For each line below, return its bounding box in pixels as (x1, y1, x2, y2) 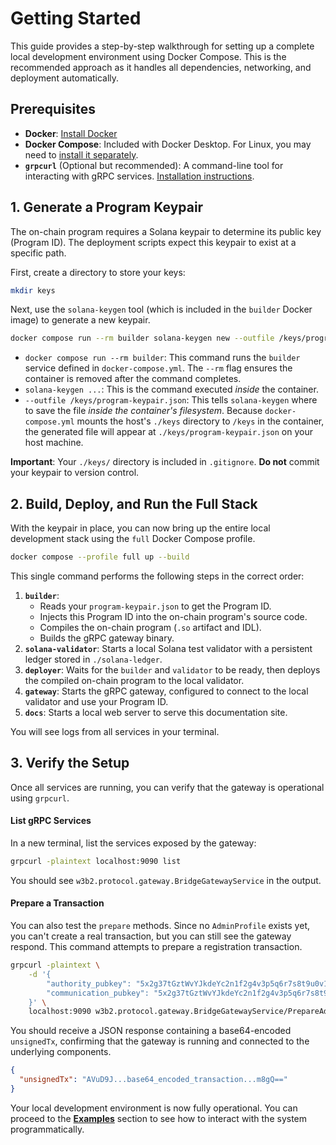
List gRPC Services (10, 815, 92, 827)
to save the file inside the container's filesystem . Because (24, 405, 263, 417)
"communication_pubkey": (46, 988, 150, 998)
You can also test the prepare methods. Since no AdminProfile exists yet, (10, 920, 310, 932)
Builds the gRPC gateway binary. (39, 632, 175, 644)
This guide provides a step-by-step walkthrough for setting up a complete (10, 40, 315, 52)
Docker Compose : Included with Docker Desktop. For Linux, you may (24, 138, 312, 150)
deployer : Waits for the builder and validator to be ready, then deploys (24, 664, 321, 676)
